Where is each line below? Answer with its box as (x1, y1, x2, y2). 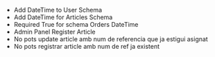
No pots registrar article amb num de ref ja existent (13, 43, 160, 50)
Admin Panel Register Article (13, 27, 96, 36)
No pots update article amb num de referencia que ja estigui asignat (13, 35, 208, 43)
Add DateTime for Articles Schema (13, 13, 113, 21)
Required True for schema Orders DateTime (13, 21, 139, 28)
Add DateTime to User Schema (13, 6, 103, 14)
